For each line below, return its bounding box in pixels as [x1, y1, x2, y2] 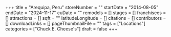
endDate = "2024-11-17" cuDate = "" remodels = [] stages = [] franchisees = [5, 10, 166, 16]
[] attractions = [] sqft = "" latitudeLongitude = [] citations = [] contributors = [5, 15, 166, 21]
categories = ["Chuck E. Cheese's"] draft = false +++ [5, 26, 118, 32]
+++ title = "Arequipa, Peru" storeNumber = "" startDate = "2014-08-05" [5, 5, 159, 10]
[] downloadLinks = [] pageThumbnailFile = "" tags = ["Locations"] [5, 20, 145, 26]
